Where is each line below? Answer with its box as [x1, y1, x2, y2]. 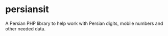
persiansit [5, 4, 50, 15]
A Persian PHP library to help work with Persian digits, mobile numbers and [5, 20, 163, 26]
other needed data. [5, 25, 46, 31]
